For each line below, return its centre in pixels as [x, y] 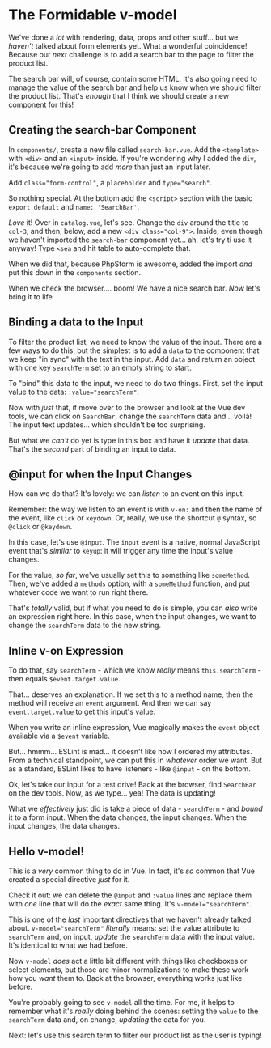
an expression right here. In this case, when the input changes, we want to [132, 617]
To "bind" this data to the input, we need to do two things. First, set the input [136, 383]
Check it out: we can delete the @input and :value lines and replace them [130, 895]
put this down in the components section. [75, 272]
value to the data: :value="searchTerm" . [74, 392]
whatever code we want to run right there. [78, 592]
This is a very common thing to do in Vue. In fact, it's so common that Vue [131, 871]
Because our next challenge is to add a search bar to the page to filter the [131, 54]
